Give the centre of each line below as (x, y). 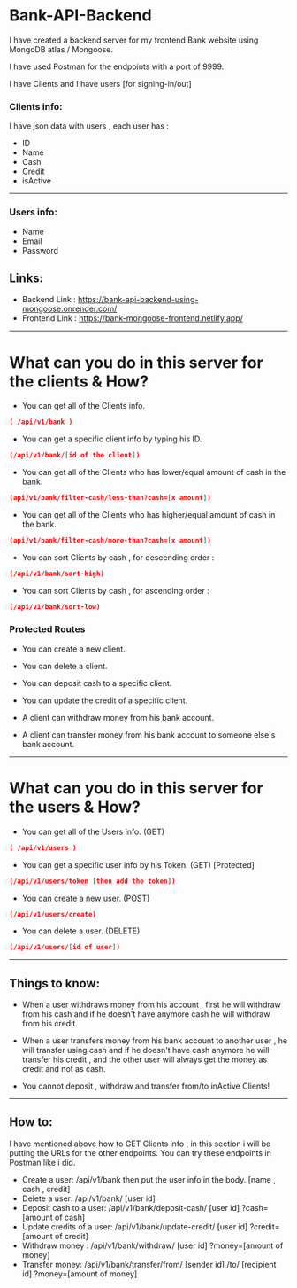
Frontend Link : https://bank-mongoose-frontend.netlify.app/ (132, 318)
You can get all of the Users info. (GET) (93, 831)
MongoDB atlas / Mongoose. (61, 49)
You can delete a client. (65, 666)
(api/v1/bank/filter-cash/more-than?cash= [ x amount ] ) (110, 540)
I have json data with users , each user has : (89, 126)
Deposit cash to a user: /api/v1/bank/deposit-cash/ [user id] (131, 1207)
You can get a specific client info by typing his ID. (112, 439)
